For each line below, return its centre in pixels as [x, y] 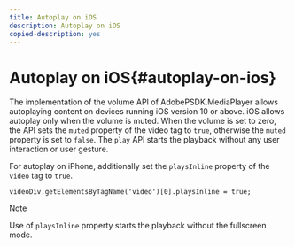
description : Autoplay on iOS [65, 26]
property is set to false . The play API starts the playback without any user [145, 140]
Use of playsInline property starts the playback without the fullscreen [138, 226]
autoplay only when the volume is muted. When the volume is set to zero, [143, 121]
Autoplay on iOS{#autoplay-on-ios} [143, 77]
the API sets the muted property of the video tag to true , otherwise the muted [147, 130]
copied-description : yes [55, 34]
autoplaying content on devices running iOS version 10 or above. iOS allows [147, 112]
